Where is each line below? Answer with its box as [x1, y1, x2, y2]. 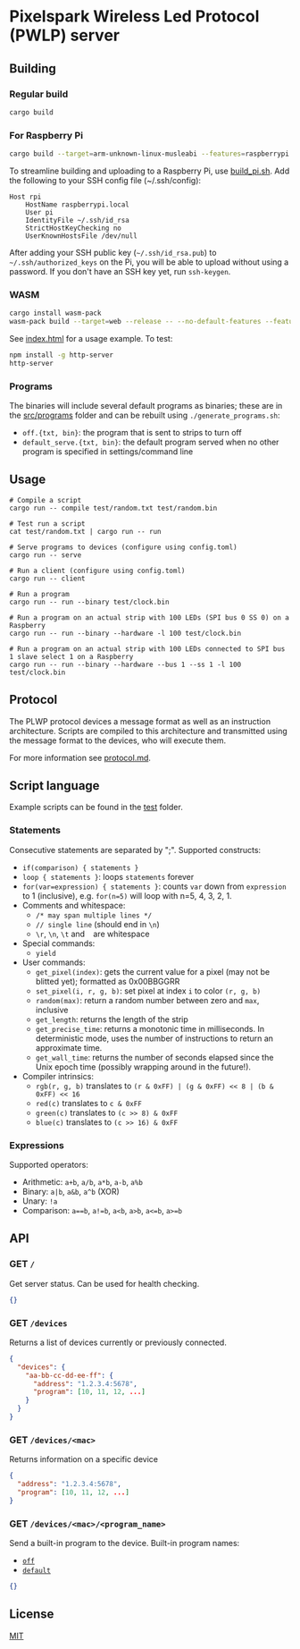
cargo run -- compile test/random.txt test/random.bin [9, 503, 218, 512]
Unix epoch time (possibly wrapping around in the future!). [35, 1061, 252, 1072]
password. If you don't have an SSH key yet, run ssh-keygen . [9, 266, 231, 276]
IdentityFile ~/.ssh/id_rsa [25, 216, 129, 224]
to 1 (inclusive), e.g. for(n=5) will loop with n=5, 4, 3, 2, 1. [21, 890, 232, 901]
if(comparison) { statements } [21, 863, 139, 873]
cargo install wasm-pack [9, 309, 102, 318]
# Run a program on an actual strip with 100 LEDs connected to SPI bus [9, 644, 286, 654]
